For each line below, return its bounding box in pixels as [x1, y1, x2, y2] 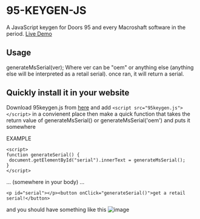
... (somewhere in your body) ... [6, 178, 85, 185]
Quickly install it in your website [6, 88, 130, 98]
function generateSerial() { [6, 152, 80, 158]
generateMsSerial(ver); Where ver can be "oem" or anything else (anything [6, 64, 194, 71]
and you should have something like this [6, 206, 107, 213]
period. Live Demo [6, 30, 53, 37]
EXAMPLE [6, 134, 32, 142]
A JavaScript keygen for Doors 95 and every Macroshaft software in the [6, 24, 186, 31]
